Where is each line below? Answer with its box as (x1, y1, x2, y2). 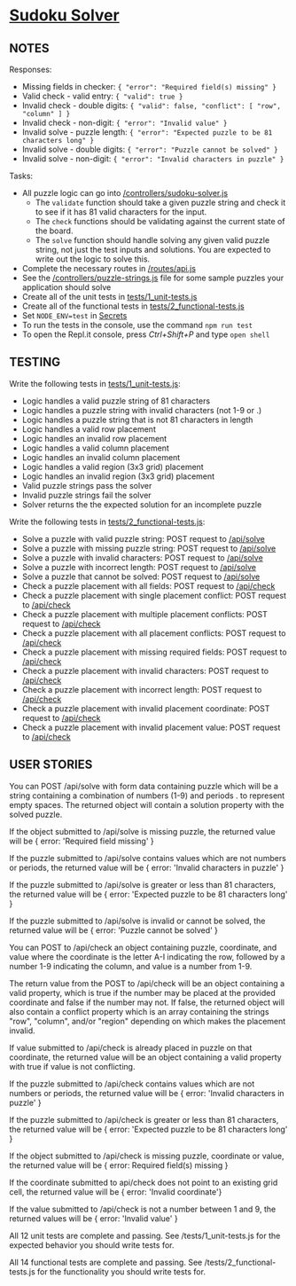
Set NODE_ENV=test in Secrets (21, 310, 128, 320)
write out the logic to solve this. (35, 254, 151, 264)
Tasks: (9, 170, 34, 181)
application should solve (21, 282, 112, 293)
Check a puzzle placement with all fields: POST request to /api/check (21, 580, 276, 591)
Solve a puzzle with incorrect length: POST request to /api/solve (21, 561, 257, 572)
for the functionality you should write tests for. (36, 1266, 206, 1277)
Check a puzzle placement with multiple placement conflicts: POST (21, 608, 268, 619)
